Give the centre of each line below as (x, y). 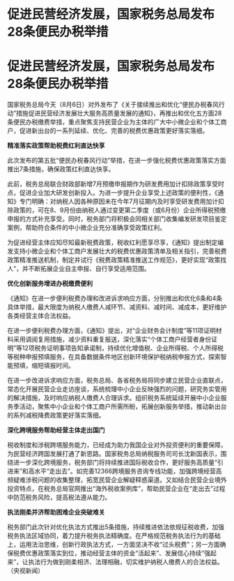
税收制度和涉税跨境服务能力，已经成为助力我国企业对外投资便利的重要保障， (117, 445)
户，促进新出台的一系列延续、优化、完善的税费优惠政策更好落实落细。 (108, 131)
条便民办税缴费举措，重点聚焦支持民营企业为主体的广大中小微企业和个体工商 (117, 122)
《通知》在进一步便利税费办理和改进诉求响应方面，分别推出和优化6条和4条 (115, 298)
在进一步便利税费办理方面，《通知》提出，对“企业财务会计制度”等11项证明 (111, 331)
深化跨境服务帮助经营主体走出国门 (56, 430)
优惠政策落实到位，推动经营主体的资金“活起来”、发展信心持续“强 (118, 553)
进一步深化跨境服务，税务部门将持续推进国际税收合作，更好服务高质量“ (115, 462)
